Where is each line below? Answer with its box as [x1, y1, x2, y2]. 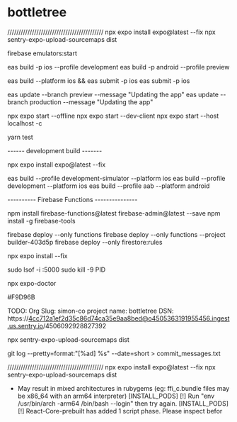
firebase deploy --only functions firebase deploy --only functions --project [7, 230, 226, 238]
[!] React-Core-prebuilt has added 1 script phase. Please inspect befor [17, 406, 223, 415]
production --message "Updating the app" [29, 97, 154, 106]
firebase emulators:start [7, 49, 78, 57]
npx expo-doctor [7, 279, 57, 287]
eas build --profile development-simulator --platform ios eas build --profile [7, 174, 226, 182]
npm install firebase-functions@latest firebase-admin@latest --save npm [7, 209, 221, 217]
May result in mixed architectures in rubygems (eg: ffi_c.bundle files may [17, 384, 230, 392]
